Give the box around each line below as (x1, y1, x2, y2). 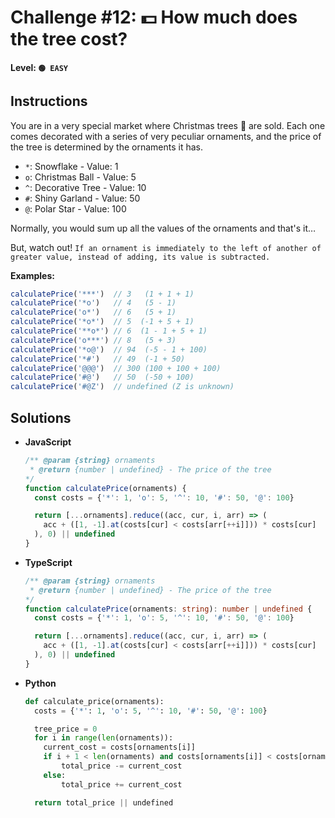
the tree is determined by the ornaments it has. (10, 141, 203, 153)
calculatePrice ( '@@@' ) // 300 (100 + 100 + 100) (10, 363, 222, 373)
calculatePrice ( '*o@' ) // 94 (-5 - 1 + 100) (10, 344, 208, 355)
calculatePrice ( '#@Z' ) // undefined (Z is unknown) (10, 382, 235, 392)
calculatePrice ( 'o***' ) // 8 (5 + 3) (10, 335, 177, 345)
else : (43, 770, 67, 780)
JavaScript (24, 436, 72, 448)
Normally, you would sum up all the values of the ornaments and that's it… (10, 222, 317, 234)
